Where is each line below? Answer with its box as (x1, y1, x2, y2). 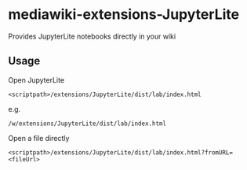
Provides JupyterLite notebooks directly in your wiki (8, 31, 176, 41)
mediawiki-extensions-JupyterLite (8, 6, 240, 24)
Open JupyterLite (8, 75, 65, 84)
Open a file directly (8, 133, 70, 142)
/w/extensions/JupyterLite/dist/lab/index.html (8, 120, 167, 128)
